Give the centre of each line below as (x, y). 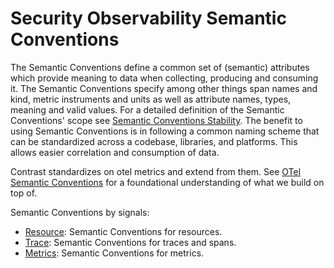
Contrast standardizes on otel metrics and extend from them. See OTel (156, 171)
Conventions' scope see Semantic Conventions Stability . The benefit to (156, 120)
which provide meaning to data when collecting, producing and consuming (164, 78)
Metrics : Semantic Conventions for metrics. (114, 253)
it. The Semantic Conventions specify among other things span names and (164, 88)
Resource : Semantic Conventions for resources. (123, 231)
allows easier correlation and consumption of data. (115, 152)
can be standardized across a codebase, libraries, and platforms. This (154, 141)
